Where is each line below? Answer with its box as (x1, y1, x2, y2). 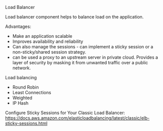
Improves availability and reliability (12, 38, 83, 44)
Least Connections (12, 90, 51, 95)
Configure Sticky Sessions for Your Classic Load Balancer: (5, 110, 126, 116)
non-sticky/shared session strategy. (12, 49, 86, 55)
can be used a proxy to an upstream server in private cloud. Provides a (12, 54, 159, 60)
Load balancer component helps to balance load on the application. (5, 14, 144, 19)
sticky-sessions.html (5, 121, 48, 126)
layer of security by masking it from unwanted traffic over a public (12, 60, 149, 65)
